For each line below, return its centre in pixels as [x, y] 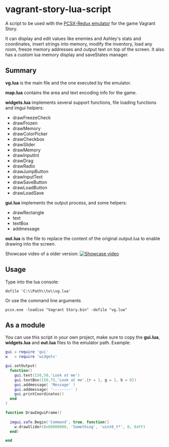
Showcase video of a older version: [42, 254]
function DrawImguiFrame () [34, 413]
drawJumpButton [31, 171]
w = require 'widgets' [31, 357]
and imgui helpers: [24, 108]
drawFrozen [25, 123]
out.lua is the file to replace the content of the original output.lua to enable [83, 238]
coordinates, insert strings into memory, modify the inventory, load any [79, 44]
